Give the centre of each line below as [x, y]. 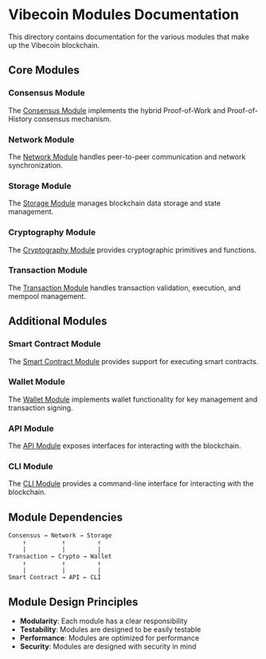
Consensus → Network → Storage [60, 535]
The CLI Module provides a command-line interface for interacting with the [131, 484]
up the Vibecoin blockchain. [54, 45]
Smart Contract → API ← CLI [55, 578]
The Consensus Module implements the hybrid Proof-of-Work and [117, 110]
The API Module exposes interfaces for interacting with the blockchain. [125, 446]
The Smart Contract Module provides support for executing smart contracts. [133, 361]
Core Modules [44, 71]
